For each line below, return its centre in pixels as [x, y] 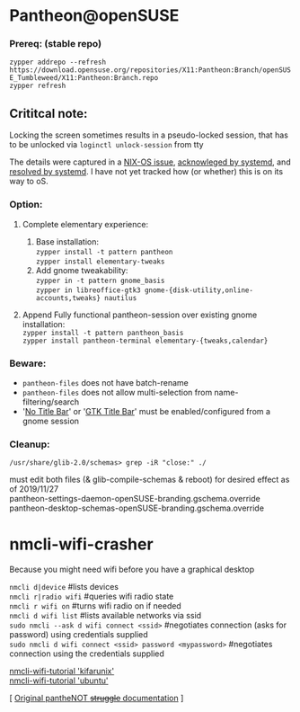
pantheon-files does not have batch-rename [105, 382]
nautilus [121, 298]
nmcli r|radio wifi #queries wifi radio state [92, 596]
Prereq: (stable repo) [55, 44]
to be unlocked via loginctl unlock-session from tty [106, 145]
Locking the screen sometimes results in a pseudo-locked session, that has [149, 135]
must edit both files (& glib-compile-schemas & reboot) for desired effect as [150, 480]
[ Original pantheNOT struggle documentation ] [97, 699]
